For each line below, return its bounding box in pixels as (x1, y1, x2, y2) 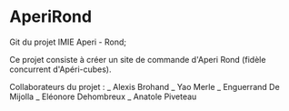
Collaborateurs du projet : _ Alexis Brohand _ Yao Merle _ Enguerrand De (9, 81, 280, 92)
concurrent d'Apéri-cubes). (9, 64, 112, 75)
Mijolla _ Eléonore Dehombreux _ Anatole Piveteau (9, 91, 197, 102)
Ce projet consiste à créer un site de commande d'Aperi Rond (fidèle (9, 54, 266, 65)
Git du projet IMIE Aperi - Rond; (9, 36, 127, 47)
